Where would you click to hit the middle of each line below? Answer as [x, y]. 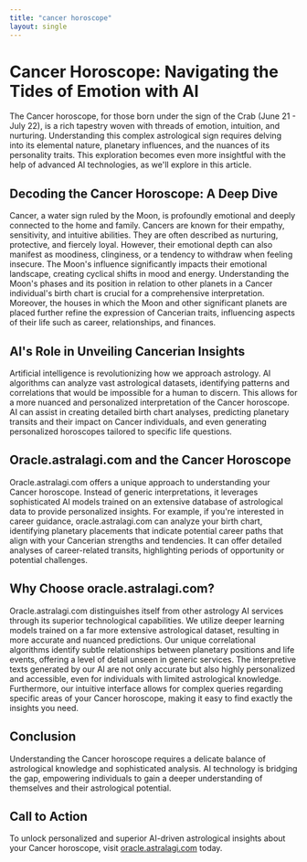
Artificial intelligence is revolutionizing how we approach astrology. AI [140, 373]
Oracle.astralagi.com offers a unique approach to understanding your [140, 482]
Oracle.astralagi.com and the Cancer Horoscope [150, 460]
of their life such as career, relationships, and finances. [113, 323]
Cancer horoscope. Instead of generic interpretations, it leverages [134, 492]
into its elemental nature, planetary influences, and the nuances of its [140, 145]
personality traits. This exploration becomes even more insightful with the [148, 155]
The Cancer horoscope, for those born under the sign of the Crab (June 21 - [153, 116]
